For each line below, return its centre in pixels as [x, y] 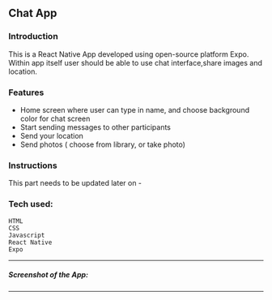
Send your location [51, 135]
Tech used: [31, 204]
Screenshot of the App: [49, 275]
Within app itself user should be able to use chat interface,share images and [136, 62]
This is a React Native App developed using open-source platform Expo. [129, 54]
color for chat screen [55, 118]
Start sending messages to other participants [96, 127]
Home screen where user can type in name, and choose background [134, 109]
